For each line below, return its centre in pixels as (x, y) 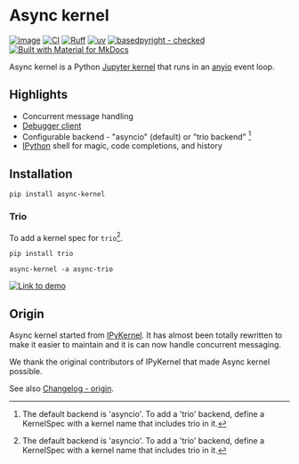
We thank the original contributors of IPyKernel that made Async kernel (140, 362)
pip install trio (41, 254)
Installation (41, 174)
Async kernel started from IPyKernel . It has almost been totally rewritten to (146, 335)
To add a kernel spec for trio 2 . (66, 236)
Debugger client (52, 125)
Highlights (39, 95)
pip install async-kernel (57, 195)
